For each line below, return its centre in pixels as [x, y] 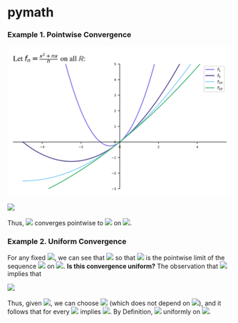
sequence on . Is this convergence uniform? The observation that [113, 266]
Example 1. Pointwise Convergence [69, 35]
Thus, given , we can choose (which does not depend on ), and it [114, 303]
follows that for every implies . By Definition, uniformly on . [109, 312]
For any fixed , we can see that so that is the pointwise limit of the [116, 258]
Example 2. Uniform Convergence [67, 242]
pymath [31, 12]
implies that [24, 274]
